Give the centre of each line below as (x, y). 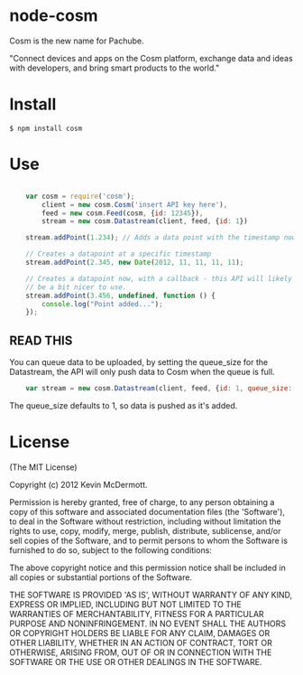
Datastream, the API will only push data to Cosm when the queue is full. (142, 372)
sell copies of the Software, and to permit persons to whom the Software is (149, 540)
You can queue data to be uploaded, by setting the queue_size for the (139, 362)
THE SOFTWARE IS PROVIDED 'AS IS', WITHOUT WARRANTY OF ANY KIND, (151, 595)
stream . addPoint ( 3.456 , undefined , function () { (121, 295)
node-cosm (54, 16)
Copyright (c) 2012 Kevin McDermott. (78, 484)
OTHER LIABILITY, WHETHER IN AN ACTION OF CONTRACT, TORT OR (141, 642)
